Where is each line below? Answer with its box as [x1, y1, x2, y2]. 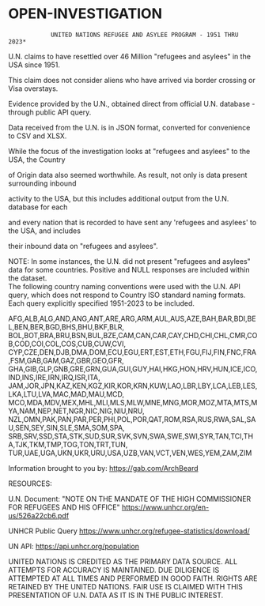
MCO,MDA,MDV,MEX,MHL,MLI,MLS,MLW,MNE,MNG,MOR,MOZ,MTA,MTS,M [8, 397, 258, 407]
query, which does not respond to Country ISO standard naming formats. [8, 290, 246, 299]
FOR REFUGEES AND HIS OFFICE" [8, 502, 120, 512]
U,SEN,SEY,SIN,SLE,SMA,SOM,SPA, [8, 423, 125, 432]
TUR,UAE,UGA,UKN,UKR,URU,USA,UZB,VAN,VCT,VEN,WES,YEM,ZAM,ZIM [8, 448, 252, 457]
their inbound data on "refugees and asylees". [8, 241, 158, 250]
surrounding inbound [8, 179, 77, 188]
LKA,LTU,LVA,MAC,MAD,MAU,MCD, [8, 389, 125, 399]
